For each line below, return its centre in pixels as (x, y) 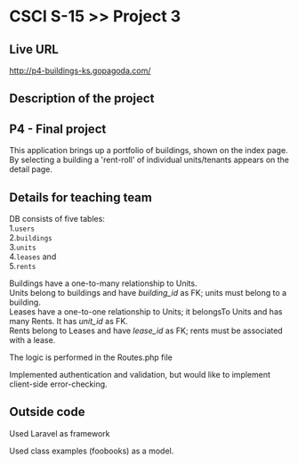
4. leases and (33, 257)
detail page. (31, 169)
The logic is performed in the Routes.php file (91, 357)
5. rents (23, 266)
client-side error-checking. (59, 384)
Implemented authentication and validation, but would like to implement (140, 375)
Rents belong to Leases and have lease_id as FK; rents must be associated (146, 330)
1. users (22, 228)
